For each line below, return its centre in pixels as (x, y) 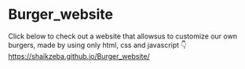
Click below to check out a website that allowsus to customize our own (123, 36)
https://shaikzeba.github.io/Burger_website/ (79, 56)
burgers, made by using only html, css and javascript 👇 (97, 45)
